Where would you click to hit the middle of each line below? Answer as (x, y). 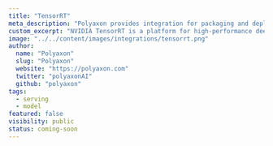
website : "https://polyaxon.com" (72, 69)
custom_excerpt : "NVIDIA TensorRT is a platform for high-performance (130, 31)
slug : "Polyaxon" (45, 62)
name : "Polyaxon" (45, 54)
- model (29, 106)
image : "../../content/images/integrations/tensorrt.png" (108, 39)
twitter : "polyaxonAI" (54, 76)
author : (22, 46)
